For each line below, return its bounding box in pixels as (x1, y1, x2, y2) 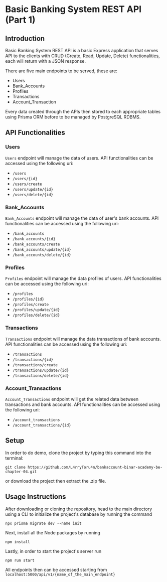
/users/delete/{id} (12, 192, 54, 197)
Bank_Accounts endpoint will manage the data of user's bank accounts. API (5, 215, 159, 221)
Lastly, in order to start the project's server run (5, 548, 102, 554)
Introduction (5, 34, 45, 43)
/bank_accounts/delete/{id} (12, 252, 71, 257)
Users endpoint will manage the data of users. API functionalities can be (5, 155, 153, 161)
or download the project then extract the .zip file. (5, 478, 106, 484)
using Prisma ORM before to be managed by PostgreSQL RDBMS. (5, 114, 141, 120)
